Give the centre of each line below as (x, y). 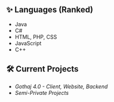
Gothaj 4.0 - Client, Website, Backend (61, 86)
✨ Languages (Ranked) (50, 10)
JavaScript (28, 43)
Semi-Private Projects (42, 92)
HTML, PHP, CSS (36, 37)
